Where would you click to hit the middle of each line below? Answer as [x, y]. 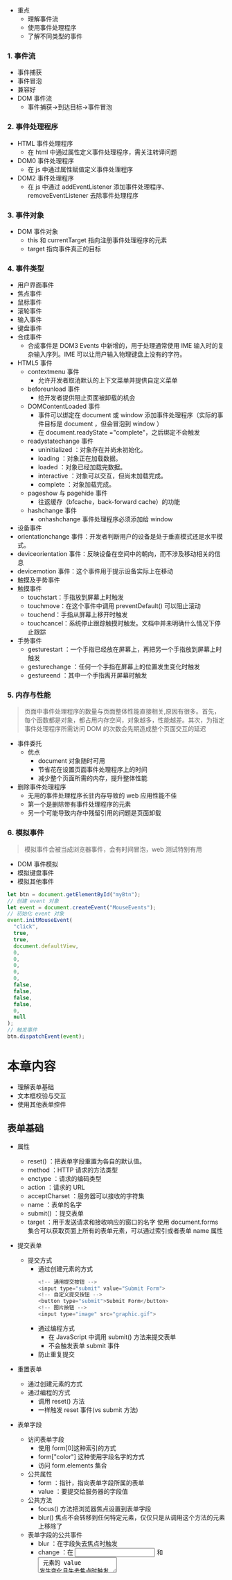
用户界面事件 [35, 285]
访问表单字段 [46, 1439]
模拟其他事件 [35, 881]
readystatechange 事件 [60, 441]
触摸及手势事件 [38, 580]
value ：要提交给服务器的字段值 [83, 1491]
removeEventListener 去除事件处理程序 [83, 195]
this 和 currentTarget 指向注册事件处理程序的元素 [97, 240]
